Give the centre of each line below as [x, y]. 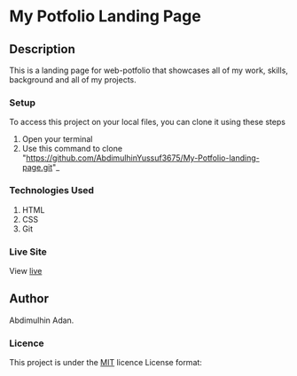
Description [42, 49]
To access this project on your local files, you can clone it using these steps [148, 122]
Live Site [28, 252]
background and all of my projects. [73, 80]
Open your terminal [57, 139]
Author [29, 299]
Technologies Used [52, 191]
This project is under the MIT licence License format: [106, 362]
